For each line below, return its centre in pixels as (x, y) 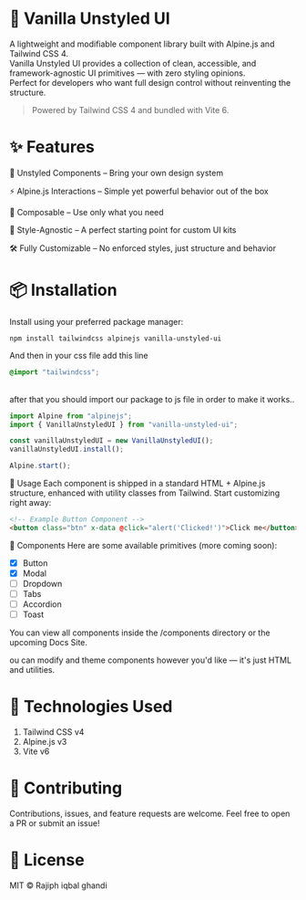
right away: (31, 503)
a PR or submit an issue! (55, 823)
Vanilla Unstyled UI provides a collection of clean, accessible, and (133, 63)
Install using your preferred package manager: (97, 321)
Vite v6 (36, 751)
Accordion (42, 604)
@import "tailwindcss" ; (55, 372)
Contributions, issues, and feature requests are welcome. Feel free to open (150, 814)
